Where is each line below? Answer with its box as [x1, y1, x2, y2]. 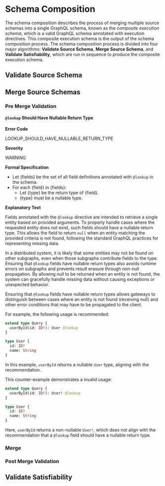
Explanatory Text [5, 204, 41, 210]
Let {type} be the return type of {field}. [19, 190, 99, 195]
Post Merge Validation [5, 458, 59, 465]
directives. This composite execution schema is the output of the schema [5, 36, 155, 42]
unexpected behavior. [5, 281, 49, 288]
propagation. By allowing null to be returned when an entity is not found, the [5, 271, 160, 277]
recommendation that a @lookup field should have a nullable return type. [5, 432, 151, 438]
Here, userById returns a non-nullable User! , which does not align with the [5, 427, 156, 433]
